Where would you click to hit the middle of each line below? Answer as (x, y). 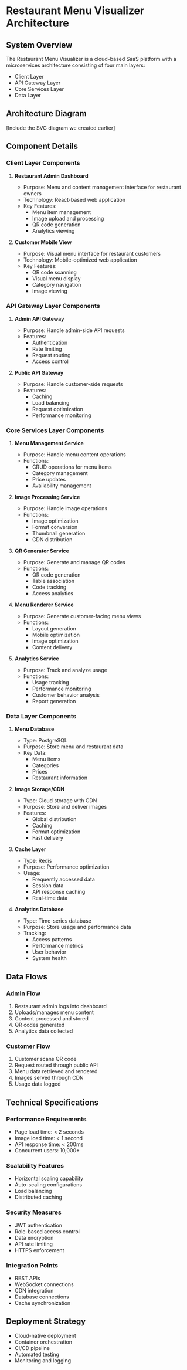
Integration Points (32, 1265)
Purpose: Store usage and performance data (77, 927)
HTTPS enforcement (39, 1250)
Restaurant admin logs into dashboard (60, 1006)
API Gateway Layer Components (53, 306)
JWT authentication (38, 1225)
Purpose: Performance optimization (66, 867)
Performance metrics (58, 946)
